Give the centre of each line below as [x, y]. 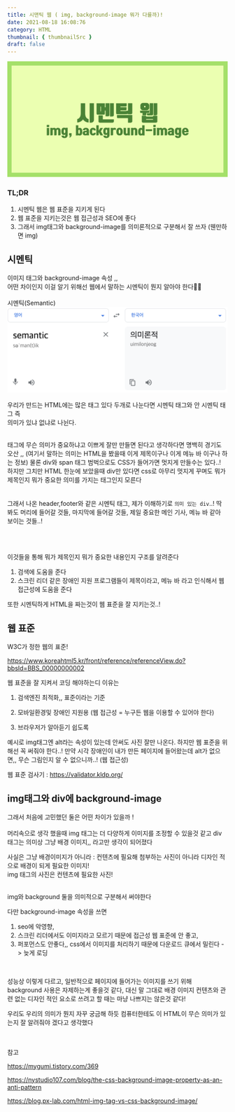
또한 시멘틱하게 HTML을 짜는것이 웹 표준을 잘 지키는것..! [84, 604]
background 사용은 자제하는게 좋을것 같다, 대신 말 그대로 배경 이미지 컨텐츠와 [113, 990]
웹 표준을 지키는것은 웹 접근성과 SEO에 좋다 [77, 218]
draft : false [26, 44]
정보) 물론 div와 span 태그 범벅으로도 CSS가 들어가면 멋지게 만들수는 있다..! [118, 462]
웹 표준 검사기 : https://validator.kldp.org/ [65, 774]
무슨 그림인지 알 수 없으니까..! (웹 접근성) [73, 760]
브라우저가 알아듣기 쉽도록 [53, 727]
